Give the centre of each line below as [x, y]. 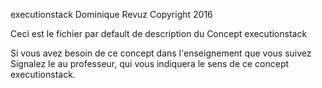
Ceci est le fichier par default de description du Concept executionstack [159, 33]
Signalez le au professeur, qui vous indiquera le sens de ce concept [150, 63]
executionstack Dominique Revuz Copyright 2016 [111, 14]
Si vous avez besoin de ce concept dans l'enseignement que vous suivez [161, 53]
